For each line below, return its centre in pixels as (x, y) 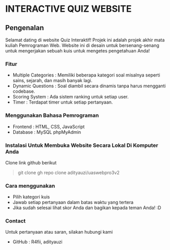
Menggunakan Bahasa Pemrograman (52, 115)
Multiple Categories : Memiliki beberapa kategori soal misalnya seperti (86, 75)
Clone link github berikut (31, 162)
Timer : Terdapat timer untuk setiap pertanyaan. (63, 102)
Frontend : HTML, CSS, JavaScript (49, 127)
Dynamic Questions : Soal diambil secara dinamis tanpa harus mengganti (89, 86)
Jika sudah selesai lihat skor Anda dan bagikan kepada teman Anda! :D (87, 208)
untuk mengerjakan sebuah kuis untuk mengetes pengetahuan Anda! (78, 51)
